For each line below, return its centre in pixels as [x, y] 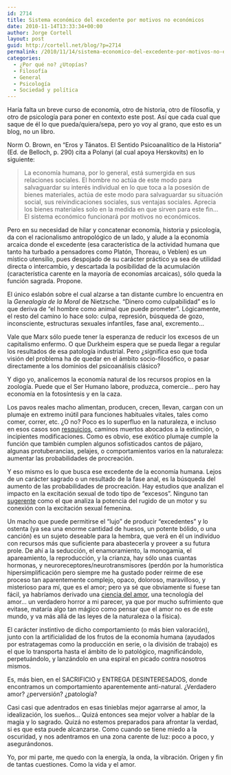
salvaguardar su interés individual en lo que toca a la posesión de [117, 188]
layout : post [26, 39]
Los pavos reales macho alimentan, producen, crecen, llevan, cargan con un [115, 407]
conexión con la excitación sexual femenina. [70, 508]
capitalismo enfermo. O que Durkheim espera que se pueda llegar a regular [114, 344]
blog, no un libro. [31, 132]
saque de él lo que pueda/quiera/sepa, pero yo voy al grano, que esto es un [114, 124]
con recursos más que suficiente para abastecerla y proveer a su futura [109, 543]
